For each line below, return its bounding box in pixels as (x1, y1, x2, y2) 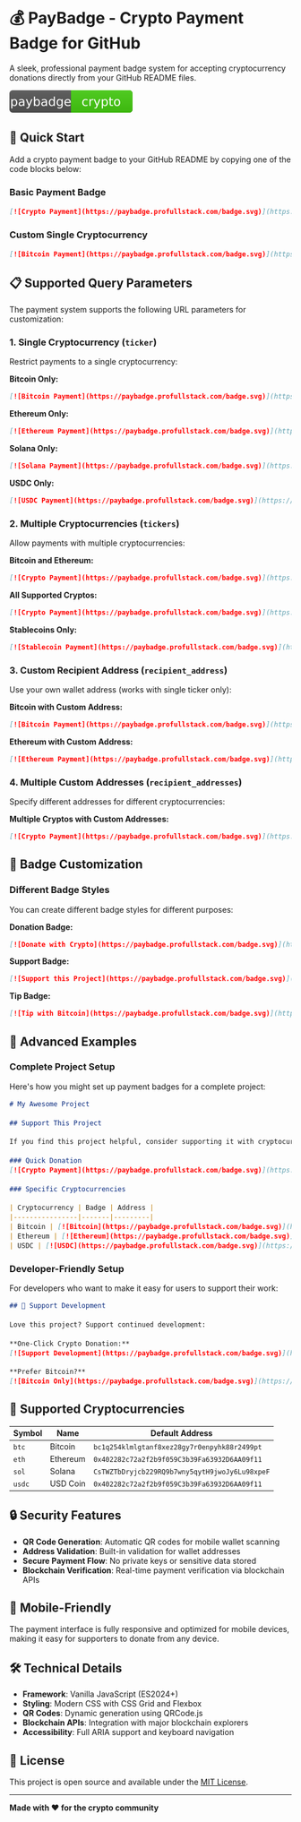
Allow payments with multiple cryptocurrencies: (9, 537, 185, 548)
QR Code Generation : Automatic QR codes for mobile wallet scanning (21, 1536, 280, 1547)
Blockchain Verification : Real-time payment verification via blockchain (21, 1565, 285, 1576)
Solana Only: (9, 443, 58, 453)
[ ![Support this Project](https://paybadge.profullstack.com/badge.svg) (9, 975, 287, 984)
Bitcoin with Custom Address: (9, 701, 124, 712)
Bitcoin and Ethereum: (9, 555, 94, 565)
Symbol (13, 1428, 43, 1439)
